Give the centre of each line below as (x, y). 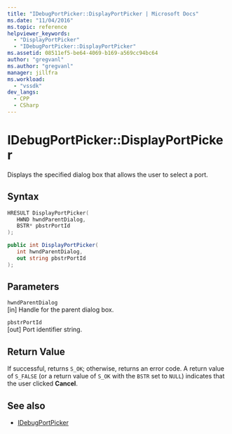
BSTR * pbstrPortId (43, 226)
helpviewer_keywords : (39, 33)
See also (26, 406)
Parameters (33, 287)
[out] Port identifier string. (45, 330)
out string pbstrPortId (51, 258)
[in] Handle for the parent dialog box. (61, 309)
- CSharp (26, 106)
